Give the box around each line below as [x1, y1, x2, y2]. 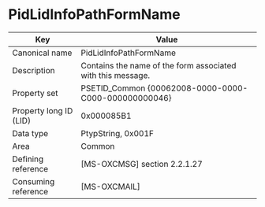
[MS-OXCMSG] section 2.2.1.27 [80, 158, 203, 169]
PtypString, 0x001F [80, 128, 155, 139]
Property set [12, 87, 58, 98]
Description [12, 65, 55, 76]
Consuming [12, 176, 55, 187]
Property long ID [12, 105, 73, 116]
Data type [12, 128, 49, 139]
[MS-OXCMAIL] [80, 181, 140, 192]
